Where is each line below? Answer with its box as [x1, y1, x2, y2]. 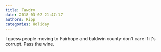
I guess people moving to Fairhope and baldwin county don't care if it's [5, 36, 156, 42]
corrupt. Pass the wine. [5, 41, 55, 47]
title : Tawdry [5, 7, 36, 13]
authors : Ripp [5, 17, 36, 22]
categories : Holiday [5, 21, 50, 27]
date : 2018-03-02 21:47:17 [5, 12, 63, 17]
